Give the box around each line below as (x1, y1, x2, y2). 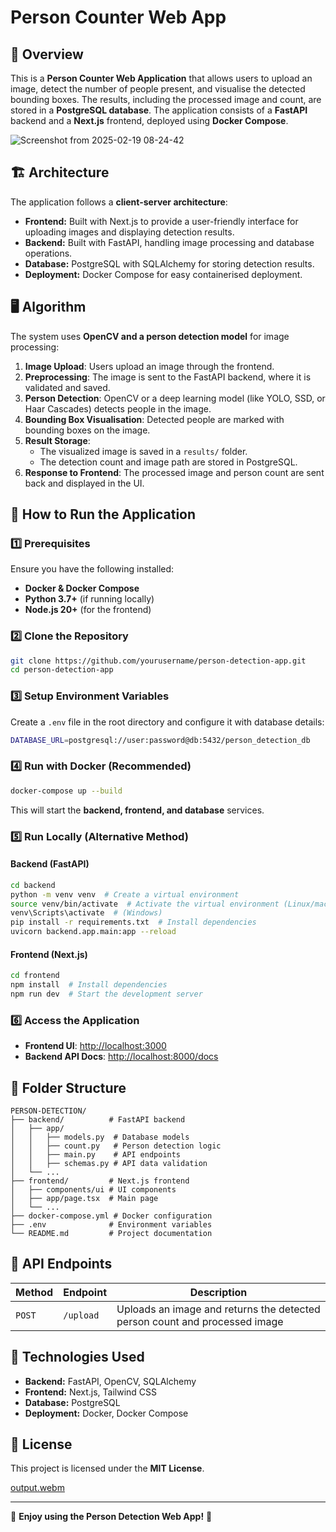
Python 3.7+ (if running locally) (24, 593, 155, 605)
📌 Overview (10, 46, 84, 63)
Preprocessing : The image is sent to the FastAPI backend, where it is (24, 371, 312, 383)
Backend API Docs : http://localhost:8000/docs (24, 1051, 219, 1063)
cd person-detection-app (10, 665, 114, 675)
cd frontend (10, 971, 60, 981)
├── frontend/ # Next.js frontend (10, 1176, 190, 1186)
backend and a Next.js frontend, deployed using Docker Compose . (10, 115, 289, 126)
